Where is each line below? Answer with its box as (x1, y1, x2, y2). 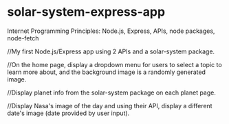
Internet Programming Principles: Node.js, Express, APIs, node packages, (7, 27, 215, 35)
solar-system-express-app (7, 4, 166, 20)
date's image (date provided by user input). (7, 109, 130, 117)
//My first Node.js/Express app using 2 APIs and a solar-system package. (7, 47, 215, 55)
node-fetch (7, 34, 39, 42)
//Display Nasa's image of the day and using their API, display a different (7, 101, 212, 110)
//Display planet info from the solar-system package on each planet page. (7, 88, 217, 97)
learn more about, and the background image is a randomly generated (7, 68, 206, 76)
